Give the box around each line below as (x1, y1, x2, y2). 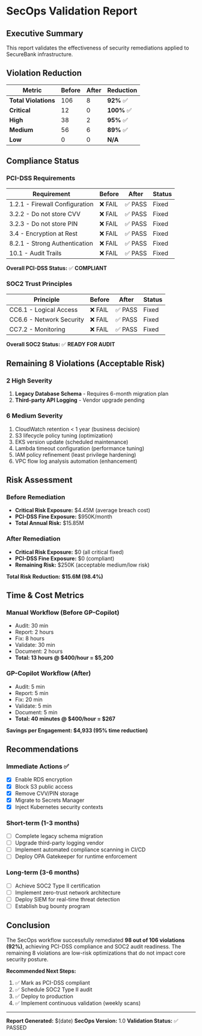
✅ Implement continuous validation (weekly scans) (14, 999, 141, 1006)
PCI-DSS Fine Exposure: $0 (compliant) (14, 555, 115, 562)
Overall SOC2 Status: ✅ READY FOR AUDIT (6, 340, 115, 348)
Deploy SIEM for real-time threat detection (14, 895, 120, 903)
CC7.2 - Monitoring (9, 325, 66, 333)
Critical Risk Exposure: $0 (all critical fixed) (14, 548, 124, 556)
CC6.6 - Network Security (9, 315, 84, 323)
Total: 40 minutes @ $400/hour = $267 (14, 715, 116, 722)
